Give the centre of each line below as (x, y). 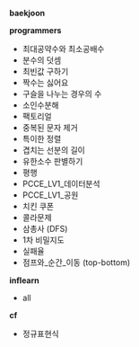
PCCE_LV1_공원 (50, 195)
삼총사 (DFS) (45, 229)
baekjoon (27, 13)
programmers (35, 30)
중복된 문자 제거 (50, 128)
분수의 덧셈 (42, 60)
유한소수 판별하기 (52, 161)
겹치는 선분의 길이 (53, 150)
